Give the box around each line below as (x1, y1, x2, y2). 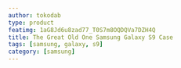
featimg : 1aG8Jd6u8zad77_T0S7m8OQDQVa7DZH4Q (8, 26, 156, 34)
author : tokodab (8, 11, 61, 20)
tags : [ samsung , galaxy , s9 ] (8, 41, 103, 48)
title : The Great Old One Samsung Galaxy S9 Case (8, 33, 174, 41)
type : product (8, 19, 55, 27)
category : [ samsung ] (8, 48, 76, 55)
